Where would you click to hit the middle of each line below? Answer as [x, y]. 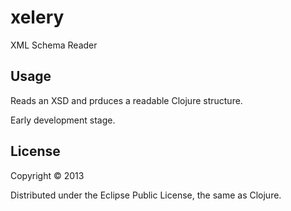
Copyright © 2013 [47, 175]
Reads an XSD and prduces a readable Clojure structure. [126, 100]
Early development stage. [63, 120]
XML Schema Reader [54, 45]
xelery [37, 17]
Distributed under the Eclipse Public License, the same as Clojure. [146, 195]
